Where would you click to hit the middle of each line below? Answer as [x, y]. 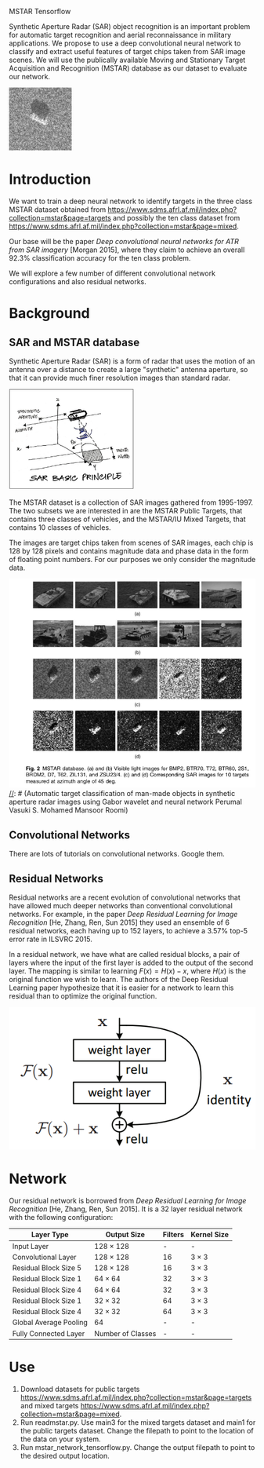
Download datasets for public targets [80, 1389]
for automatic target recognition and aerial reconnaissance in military [120, 35]
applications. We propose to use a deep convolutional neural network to [125, 43]
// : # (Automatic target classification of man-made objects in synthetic [122, 794]
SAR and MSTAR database [74, 342]
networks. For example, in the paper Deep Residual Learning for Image [123, 914]
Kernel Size [210, 1235]
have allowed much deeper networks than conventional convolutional [121, 905]
